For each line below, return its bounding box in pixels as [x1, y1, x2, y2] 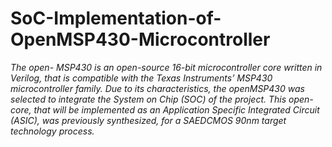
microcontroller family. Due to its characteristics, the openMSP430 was [10, 82, 305, 94]
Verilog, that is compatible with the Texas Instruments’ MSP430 [10, 72, 273, 84]
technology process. [10, 125, 95, 137]
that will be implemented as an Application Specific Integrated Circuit [33, 103, 320, 116]
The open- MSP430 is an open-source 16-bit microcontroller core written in [10, 61, 323, 73]
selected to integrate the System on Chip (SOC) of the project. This [10, 93, 287, 105]
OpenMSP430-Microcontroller [10, 28, 271, 51]
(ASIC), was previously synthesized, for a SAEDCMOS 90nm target [10, 114, 287, 126]
